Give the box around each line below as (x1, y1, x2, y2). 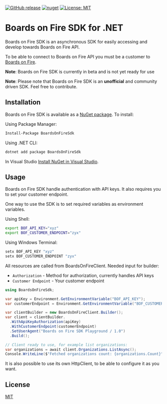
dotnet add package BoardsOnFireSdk (5, 149, 81, 154)
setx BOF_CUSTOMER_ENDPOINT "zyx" (5, 254, 77, 259)
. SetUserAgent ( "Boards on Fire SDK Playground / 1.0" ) (9, 329, 126, 334)
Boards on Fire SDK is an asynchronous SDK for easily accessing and (5, 38, 148, 44)
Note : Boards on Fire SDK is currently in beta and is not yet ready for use (5, 68, 155, 74)
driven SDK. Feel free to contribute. (5, 83, 78, 89)
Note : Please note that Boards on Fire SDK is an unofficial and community (5, 78, 158, 84)
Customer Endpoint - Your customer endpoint (12, 278, 104, 284)
